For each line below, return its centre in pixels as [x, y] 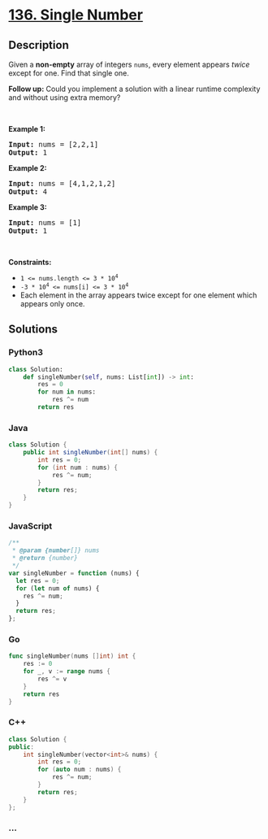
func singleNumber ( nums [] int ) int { [72, 656]
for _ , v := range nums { [67, 672]
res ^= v [52, 679]
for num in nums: [67, 392]
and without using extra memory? [65, 98]
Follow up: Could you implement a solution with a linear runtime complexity [134, 89]
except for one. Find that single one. [69, 73]
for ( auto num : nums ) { [80, 770]
